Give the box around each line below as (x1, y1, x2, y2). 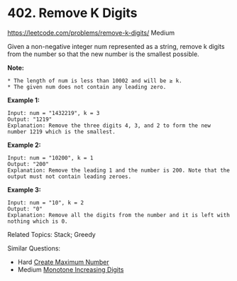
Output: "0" (7, 205, 43, 212)
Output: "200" (7, 160, 50, 167)
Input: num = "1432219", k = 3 (7, 109, 100, 116)
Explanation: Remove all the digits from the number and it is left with (7, 211, 231, 219)
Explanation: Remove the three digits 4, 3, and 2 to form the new (7, 122, 211, 129)
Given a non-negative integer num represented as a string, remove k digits (7, 42, 225, 50)
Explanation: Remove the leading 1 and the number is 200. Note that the (7, 167, 231, 174)
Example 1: (7, 96, 40, 104)
